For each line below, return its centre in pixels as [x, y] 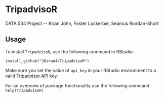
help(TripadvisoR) [25, 90]
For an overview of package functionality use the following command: [78, 85]
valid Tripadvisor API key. [32, 76]
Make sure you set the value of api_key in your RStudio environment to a [81, 70]
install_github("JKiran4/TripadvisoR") [47, 61]
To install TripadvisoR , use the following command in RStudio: [70, 51]
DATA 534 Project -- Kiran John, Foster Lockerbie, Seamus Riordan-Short [82, 23]
